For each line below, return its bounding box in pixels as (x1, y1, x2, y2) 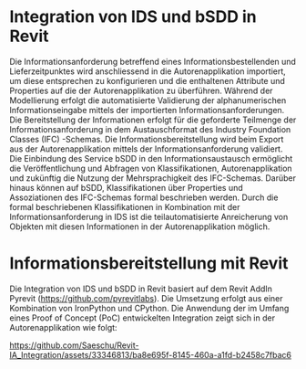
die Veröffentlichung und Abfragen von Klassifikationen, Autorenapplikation (9, 163, 293, 174)
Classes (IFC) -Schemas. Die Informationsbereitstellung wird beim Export (9, 133, 284, 144)
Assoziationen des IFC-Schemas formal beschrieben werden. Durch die (9, 192, 279, 203)
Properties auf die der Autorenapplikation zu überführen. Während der (9, 85, 273, 96)
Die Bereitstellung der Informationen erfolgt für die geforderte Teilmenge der (9, 114, 297, 125)
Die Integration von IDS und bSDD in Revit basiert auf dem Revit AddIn (9, 283, 273, 294)
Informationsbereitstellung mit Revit (9, 253, 289, 274)
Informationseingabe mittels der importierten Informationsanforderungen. (9, 104, 285, 115)
